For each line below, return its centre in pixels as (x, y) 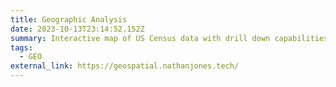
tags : (21, 47)
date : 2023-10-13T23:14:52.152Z (77, 29)
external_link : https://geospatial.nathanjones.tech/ (125, 66)
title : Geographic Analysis (69, 19)
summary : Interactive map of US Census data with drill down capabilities (169, 38)
